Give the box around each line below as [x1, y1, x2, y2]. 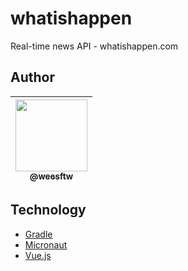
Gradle [24, 228, 53, 240]
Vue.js [24, 249, 52, 261]
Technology [10, 202, 87, 219]
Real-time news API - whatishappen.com [10, 40, 179, 52]
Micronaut [24, 238, 68, 251]
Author [10, 69, 55, 86]
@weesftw [29, 170, 74, 182]
